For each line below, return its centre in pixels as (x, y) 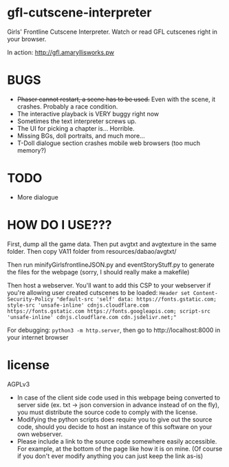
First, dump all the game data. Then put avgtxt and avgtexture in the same (112, 244)
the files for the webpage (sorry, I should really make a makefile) (98, 272)
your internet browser (38, 337)
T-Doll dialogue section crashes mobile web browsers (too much (109, 143)
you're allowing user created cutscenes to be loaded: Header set (99, 292)
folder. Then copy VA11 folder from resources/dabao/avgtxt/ (92, 251)
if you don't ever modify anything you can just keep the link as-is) (110, 456)
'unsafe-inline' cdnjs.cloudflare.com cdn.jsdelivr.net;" (92, 317)
